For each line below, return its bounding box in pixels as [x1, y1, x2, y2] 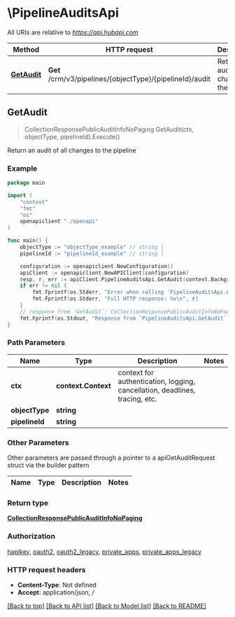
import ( [7, 192, 33, 199]
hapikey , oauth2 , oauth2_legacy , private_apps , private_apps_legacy [7, 547, 201, 555]
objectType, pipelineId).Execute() [24, 132, 120, 141]
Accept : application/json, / [17, 588, 94, 597]
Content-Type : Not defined [17, 581, 97, 589]
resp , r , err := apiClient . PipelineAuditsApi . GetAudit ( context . [20, 276, 211, 283]
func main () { [7, 237, 49, 244]
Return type [7, 498, 49, 508]
